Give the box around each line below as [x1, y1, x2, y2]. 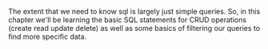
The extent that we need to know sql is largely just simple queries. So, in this [8, 7, 261, 16]
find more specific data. [8, 32, 87, 41]
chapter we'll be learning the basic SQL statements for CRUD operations [8, 15, 246, 24]
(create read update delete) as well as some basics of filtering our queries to [8, 24, 261, 32]
